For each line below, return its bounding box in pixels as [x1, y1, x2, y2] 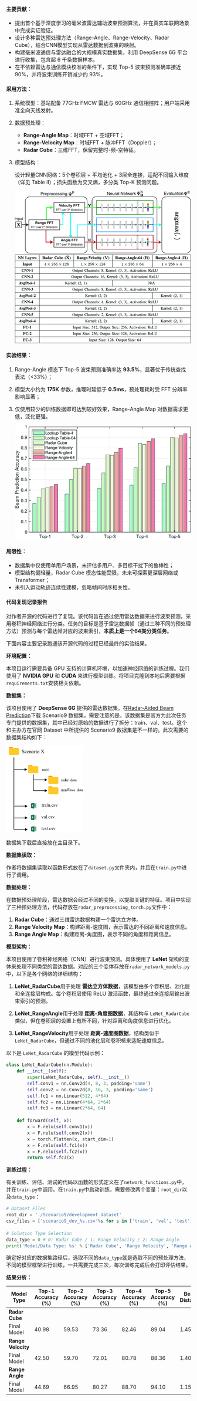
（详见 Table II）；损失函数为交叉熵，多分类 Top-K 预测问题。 [14, 179, 162, 186]
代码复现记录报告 [6, 598, 47, 605]
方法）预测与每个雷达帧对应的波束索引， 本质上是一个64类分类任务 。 [6, 627, 172, 634]
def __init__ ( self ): [16, 1068, 67, 1074]
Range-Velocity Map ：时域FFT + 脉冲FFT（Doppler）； [23, 139, 157, 146]
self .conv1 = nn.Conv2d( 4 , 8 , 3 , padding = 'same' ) [27, 1080, 151, 1087]
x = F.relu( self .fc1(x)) [27, 1142, 88, 1148]
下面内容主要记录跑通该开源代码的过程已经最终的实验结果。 [6, 639, 150, 647]
